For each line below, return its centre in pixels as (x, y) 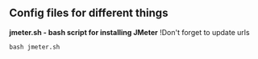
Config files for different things (89, 13)
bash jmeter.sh (35, 47)
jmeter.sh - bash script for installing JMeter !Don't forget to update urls (129, 32)
